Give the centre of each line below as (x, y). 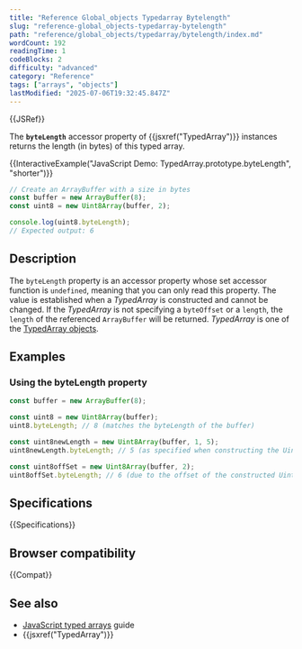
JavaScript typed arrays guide (78, 625)
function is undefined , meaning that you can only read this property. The (143, 290)
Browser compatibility (73, 553)
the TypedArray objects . (54, 328)
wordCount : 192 (38, 43)
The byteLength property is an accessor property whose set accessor (138, 280)
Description (43, 259)
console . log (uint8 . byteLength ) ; (70, 223)
